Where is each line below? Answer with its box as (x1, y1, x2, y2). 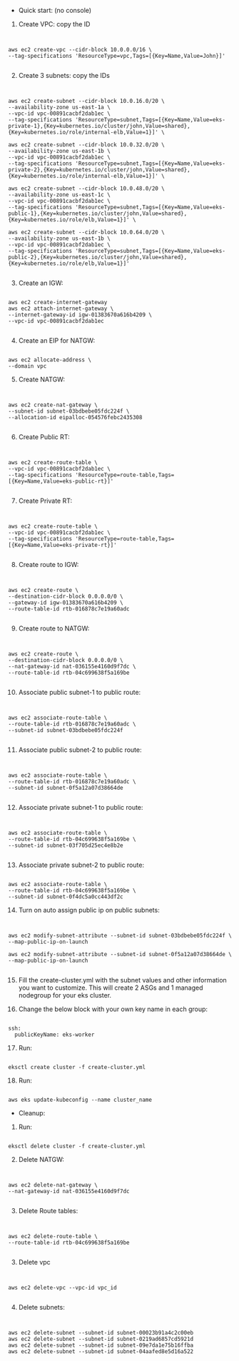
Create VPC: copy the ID (18, 20, 91, 28)
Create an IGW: (18, 278, 63, 287)
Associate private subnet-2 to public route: (18, 860, 145, 869)
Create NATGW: (18, 375, 65, 383)
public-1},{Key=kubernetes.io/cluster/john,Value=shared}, (8, 210, 188, 217)
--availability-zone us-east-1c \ (8, 191, 111, 199)
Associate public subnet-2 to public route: (18, 745, 142, 754)
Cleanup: (18, 1109, 46, 1117)
